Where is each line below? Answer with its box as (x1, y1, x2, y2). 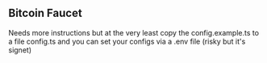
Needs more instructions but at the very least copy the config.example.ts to (8, 27, 260, 37)
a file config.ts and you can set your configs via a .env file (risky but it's (8, 36, 246, 46)
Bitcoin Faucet (8, 6, 82, 20)
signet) (8, 44, 32, 55)
